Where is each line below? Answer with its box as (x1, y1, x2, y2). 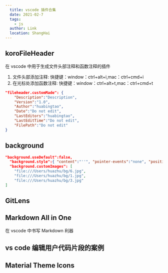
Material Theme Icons (5, 261, 75, 269)
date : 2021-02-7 (9, 12, 43, 17)
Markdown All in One (5, 214, 71, 222)
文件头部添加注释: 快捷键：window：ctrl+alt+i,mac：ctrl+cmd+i (12, 74, 144, 80)
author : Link (9, 26, 37, 31)
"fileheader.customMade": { (5, 90, 64, 95)
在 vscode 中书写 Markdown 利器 (5, 227, 73, 233)
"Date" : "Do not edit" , (14, 109, 61, 114)
